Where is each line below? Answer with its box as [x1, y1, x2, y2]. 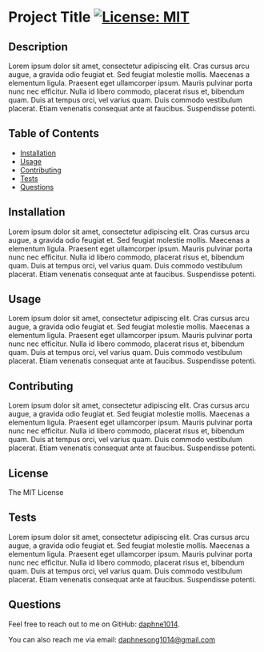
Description [8, 40, 68, 54]
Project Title [8, 8, 91, 26]
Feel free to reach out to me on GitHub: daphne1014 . [8, 619, 180, 629]
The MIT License [8, 488, 64, 497]
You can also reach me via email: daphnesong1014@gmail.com [8, 634, 216, 644]
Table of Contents [8, 127, 100, 140]
